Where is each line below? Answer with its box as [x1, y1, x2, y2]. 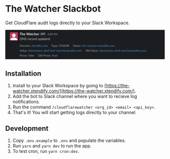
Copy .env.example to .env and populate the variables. [12, 137, 126, 144]
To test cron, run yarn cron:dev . [12, 148, 79, 154]
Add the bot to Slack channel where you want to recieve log [12, 93, 138, 99]
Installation [5, 69, 41, 78]
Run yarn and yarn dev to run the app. [12, 143, 92, 149]
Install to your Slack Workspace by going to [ [12, 83, 106, 89]
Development [5, 124, 49, 133]
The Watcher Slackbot [5, 3, 101, 15]
